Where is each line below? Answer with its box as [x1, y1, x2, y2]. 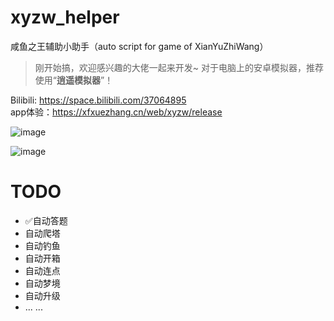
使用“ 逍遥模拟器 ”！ [34, 74, 114, 86]
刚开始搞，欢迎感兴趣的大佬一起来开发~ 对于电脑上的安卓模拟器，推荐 [34, 61, 324, 73]
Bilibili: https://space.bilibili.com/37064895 [10, 94, 187, 106]
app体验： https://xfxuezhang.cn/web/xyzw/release [10, 106, 223, 118]
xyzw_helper [10, 6, 120, 29]
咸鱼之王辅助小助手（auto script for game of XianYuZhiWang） [10, 40, 269, 52]
